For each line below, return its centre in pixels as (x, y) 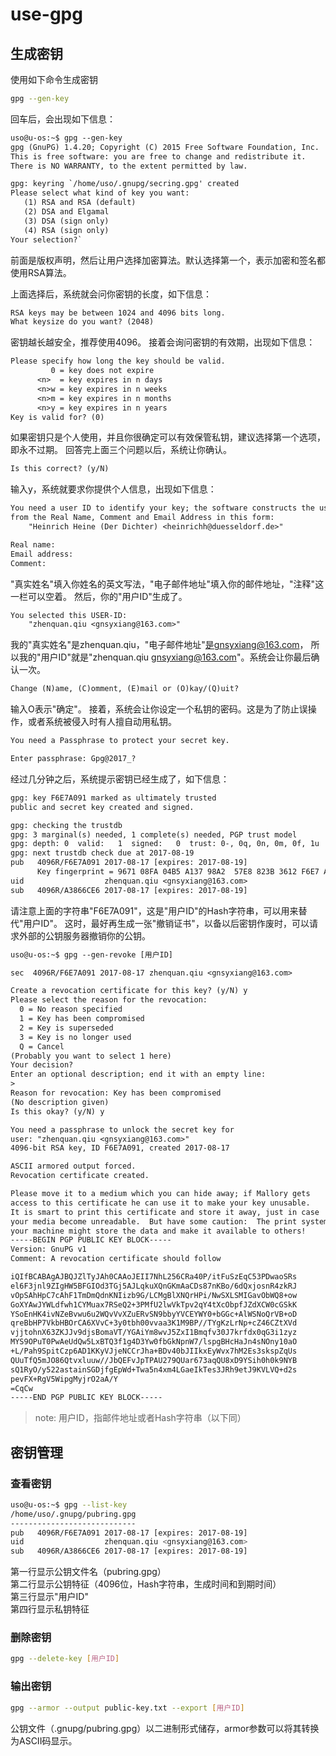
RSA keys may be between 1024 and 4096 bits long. (118, 313)
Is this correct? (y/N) (60, 469)
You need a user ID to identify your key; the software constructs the (162, 508)
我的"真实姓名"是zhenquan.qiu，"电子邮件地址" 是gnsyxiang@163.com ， (159, 645)
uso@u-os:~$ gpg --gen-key (66, 138)
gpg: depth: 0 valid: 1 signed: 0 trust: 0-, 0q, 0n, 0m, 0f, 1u (165, 844)
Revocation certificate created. (80, 1176)
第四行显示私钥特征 (50, 1609)
